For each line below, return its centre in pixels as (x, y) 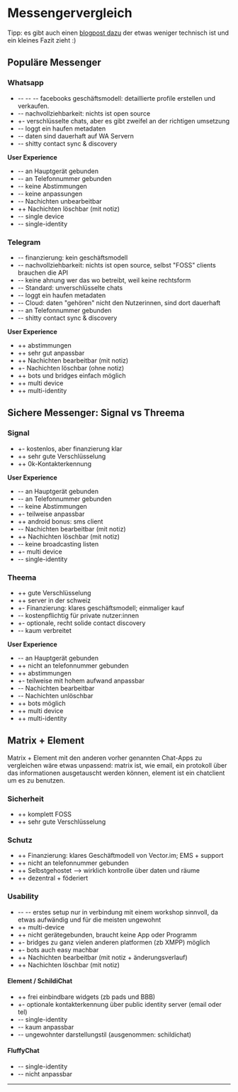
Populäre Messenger (54, 63)
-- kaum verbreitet (45, 630)
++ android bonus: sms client (60, 521)
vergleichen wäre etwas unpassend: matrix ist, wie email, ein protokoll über (117, 765)
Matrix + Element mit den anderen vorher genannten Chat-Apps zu (105, 758)
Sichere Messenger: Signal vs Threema (96, 413)
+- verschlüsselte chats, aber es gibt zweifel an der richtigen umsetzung (124, 121)
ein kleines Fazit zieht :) (42, 40)
